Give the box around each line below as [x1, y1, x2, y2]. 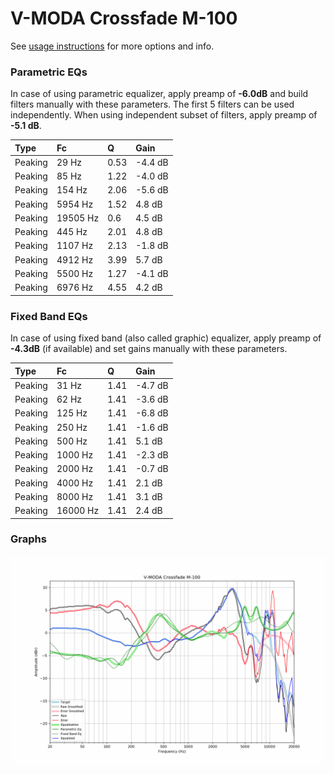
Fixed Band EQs [10, 309, 88, 323]
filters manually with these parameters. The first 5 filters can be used [10, 98, 295, 111]
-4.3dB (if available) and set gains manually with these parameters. [10, 343, 288, 355]
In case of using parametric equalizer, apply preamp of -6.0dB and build [10, 88, 309, 100]
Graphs [10, 532, 47, 546]
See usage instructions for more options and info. [10, 40, 215, 52]
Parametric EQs [10, 65, 88, 79]
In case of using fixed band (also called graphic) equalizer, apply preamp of [10, 332, 322, 344]
